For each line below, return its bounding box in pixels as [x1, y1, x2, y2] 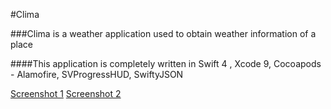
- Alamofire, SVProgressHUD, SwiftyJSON [10, 69, 184, 80]
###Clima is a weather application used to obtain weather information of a [10, 28, 317, 39]
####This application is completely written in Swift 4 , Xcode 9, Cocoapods [10, 58, 322, 69]
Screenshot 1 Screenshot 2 [10, 88, 122, 99]
